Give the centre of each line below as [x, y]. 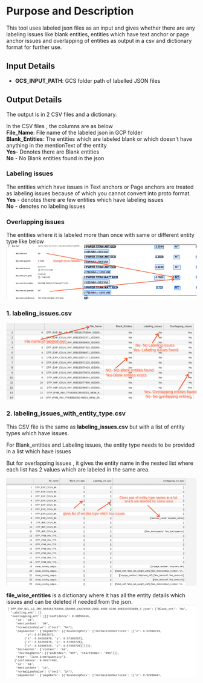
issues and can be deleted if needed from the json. [69, 602]
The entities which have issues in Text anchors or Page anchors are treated [100, 187]
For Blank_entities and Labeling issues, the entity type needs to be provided [101, 445]
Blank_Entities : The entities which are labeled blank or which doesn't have [99, 139]
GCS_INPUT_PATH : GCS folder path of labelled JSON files [88, 80]
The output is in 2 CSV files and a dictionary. [62, 114]
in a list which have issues [39, 451]
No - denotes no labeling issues [46, 206]
